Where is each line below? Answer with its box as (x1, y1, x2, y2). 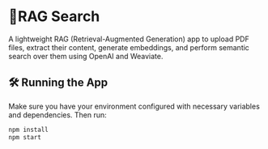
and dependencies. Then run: (8, 109, 107, 120)
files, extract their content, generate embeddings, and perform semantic (8, 42, 249, 52)
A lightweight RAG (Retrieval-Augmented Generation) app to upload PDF (8, 34, 249, 44)
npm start (8, 133, 42, 141)
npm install (8, 126, 49, 134)
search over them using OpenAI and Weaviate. (8, 51, 164, 61)
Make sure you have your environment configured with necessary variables (8, 101, 261, 111)
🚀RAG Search (8, 7, 100, 26)
